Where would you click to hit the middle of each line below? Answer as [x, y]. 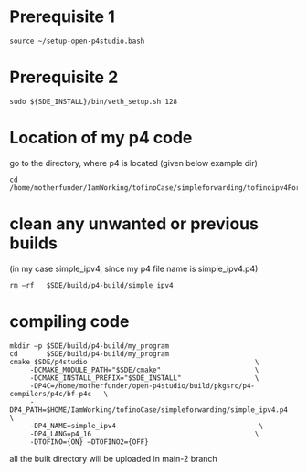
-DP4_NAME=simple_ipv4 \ [146, 426]
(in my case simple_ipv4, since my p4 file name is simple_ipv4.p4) [134, 268]
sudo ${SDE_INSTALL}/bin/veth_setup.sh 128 [94, 101]
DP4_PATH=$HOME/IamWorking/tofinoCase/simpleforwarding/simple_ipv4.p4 [148, 410]
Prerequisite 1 [63, 17]
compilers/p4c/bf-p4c [51, 394]
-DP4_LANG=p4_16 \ [144, 434]
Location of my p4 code [101, 138]
